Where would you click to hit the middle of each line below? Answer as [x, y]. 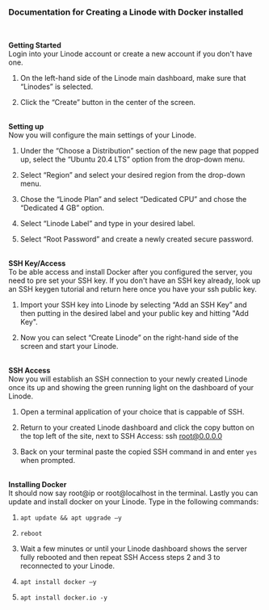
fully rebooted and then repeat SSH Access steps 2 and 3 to [120, 557]
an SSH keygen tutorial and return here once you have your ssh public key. [132, 289]
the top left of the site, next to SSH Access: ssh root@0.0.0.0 [121, 436]
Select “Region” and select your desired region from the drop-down [132, 175]
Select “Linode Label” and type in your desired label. [107, 224]
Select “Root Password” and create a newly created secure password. [137, 239]
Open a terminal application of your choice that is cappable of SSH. [132, 412]
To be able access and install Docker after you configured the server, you [130, 272]
